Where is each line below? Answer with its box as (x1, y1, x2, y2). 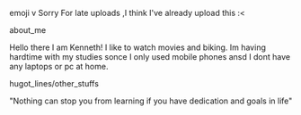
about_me (9, 25, 47, 35)
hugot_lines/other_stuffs (9, 78, 99, 88)
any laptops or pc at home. (9, 62, 109, 71)
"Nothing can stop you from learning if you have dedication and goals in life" (9, 95, 293, 106)
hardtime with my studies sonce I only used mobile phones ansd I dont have (9, 52, 290, 62)
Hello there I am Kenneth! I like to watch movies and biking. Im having (9, 42, 267, 53)
